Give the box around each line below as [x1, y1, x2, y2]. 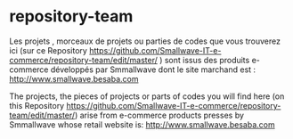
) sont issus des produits [159, 54, 250, 65]
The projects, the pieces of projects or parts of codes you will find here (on [9, 91, 285, 102]
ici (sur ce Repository [9, 45, 87, 55]
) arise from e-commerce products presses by [74, 110, 245, 120]
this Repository [9, 100, 65, 110]
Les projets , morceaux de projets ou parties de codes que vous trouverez [9, 36, 281, 46]
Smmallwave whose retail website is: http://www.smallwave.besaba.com [9, 119, 275, 130]
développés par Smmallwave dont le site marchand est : [50, 64, 256, 75]
